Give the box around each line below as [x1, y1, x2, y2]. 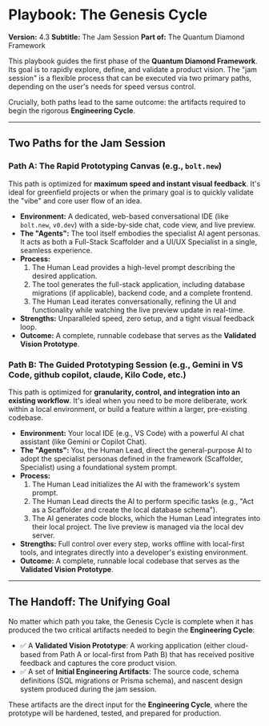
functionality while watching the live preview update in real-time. [31, 305, 246, 314]
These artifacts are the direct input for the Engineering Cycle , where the [8, 700, 248, 709]
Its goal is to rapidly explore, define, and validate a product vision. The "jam [8, 64, 258, 74]
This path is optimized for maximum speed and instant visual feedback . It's [8, 179, 261, 188]
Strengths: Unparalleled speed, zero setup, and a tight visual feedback [19, 313, 255, 323]
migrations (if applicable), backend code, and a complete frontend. [31, 288, 253, 297]
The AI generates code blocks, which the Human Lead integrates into [31, 513, 261, 522]
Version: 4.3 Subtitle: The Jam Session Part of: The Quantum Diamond [8, 32, 245, 42]
